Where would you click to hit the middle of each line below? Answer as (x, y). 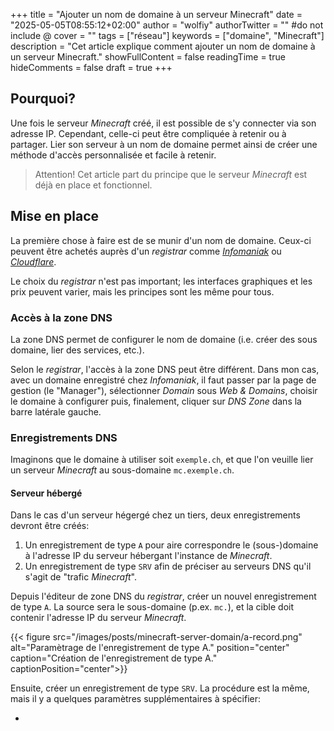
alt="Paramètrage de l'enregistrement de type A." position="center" (150, 648)
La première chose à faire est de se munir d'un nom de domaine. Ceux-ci (161, 240)
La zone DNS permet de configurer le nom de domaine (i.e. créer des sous (164, 339)
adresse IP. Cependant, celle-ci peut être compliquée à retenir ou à (148, 133)
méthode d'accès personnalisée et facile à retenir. (113, 155)
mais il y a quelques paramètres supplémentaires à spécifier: (135, 699)
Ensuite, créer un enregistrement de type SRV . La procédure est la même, (160, 688)
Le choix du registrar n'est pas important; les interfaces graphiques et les (161, 281)
